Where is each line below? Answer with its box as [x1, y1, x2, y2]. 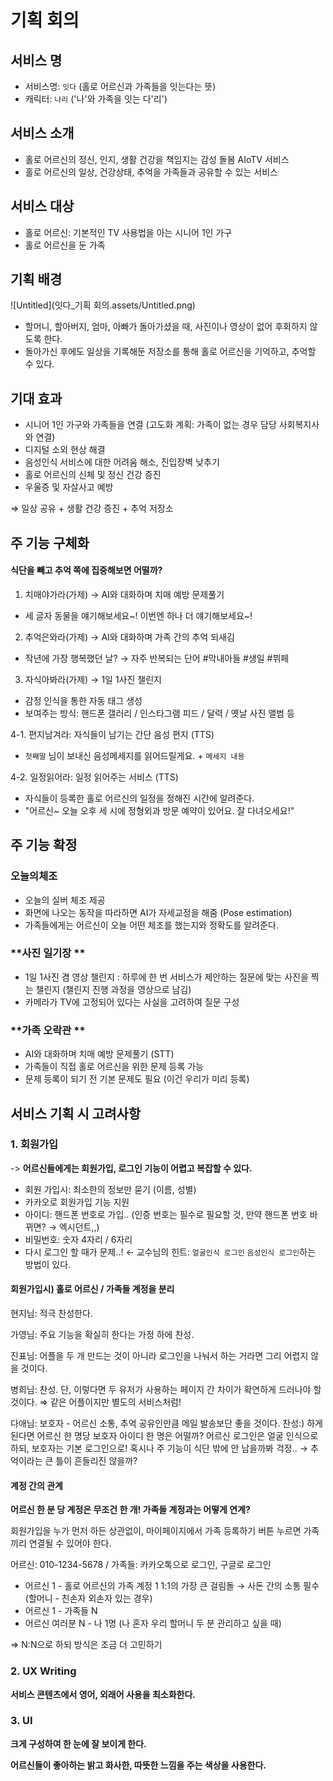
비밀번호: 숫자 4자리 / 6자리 [24, 1233, 133, 1245]
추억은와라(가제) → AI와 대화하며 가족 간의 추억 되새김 [24, 631, 235, 643]
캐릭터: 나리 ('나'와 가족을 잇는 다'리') [24, 93, 168, 105]
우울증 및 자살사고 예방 [24, 481, 114, 493]
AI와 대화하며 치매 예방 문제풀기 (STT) [24, 1048, 175, 1060]
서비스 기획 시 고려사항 [10, 1105, 142, 1122]
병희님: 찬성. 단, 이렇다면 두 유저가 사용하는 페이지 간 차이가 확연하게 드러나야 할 [10, 1384, 322, 1396]
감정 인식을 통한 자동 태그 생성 [24, 694, 143, 706]
